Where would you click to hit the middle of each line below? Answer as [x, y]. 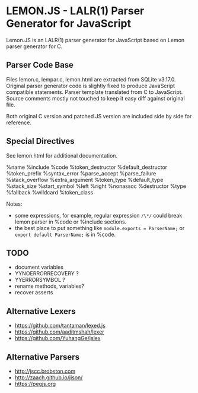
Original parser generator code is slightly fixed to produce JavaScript [91, 86]
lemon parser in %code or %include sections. [71, 222]
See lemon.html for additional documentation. [62, 155]
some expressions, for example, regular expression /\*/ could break [98, 215]
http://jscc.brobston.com [45, 371]
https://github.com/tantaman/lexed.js [60, 326]
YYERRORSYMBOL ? [40, 280]
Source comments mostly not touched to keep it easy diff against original [95, 98]
